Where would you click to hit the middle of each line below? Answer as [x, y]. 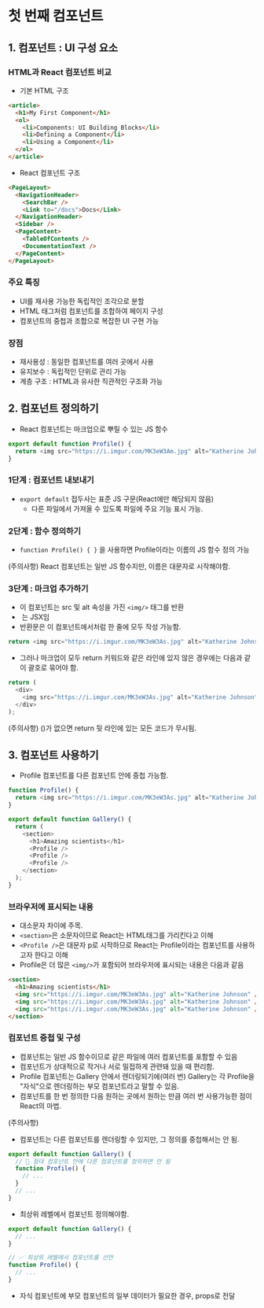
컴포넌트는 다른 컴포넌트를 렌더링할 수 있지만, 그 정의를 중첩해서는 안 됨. [129, 1139]
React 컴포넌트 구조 [50, 172]
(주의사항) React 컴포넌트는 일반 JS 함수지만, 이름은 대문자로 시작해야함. [119, 567]
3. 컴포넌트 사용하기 [53, 755]
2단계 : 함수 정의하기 [44, 530]
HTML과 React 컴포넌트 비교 [60, 72]
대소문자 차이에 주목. [51, 926]
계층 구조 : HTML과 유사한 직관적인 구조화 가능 [91, 382]
